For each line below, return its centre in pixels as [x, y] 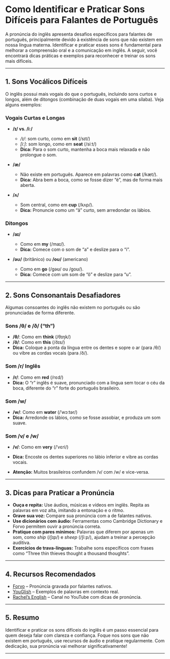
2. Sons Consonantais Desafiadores [63, 295]
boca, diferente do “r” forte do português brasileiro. [66, 388]
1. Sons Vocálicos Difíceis [46, 82]
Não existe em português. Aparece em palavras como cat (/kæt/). [89, 175]
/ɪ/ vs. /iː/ [23, 129]
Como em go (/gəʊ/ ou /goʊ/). [52, 269]
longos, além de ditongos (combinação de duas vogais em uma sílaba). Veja [84, 99]
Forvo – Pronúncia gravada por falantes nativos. [62, 586]
